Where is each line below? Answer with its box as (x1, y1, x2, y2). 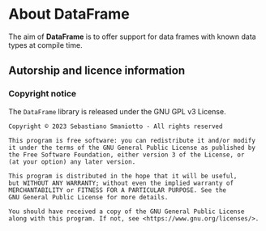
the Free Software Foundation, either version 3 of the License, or (8, 151, 245, 159)
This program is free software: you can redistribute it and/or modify (8, 136, 255, 144)
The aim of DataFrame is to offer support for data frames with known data (8, 32, 257, 41)
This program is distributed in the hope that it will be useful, (8, 172, 238, 180)
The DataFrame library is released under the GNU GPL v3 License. (8, 106, 226, 116)
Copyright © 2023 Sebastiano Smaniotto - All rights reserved (8, 122, 223, 130)
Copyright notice (8, 88, 77, 100)
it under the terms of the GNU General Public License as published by (8, 143, 255, 152)
